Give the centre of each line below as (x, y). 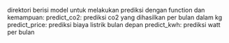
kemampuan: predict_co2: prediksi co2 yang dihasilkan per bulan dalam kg (115, 17)
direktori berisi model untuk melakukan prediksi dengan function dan (106, 10)
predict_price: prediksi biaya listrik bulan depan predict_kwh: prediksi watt (114, 25)
